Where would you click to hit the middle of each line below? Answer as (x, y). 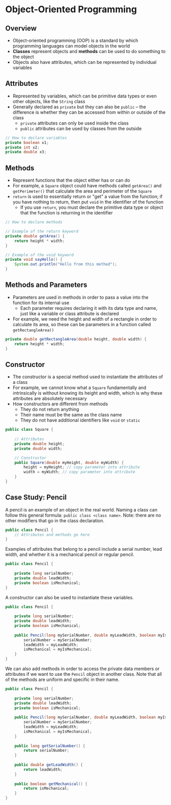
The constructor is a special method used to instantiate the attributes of (88, 377)
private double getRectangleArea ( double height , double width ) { (76, 339)
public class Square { (29, 430)
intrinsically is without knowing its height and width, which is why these (88, 393)
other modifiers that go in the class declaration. (55, 520)
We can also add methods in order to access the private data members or (82, 669)
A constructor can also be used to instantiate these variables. (69, 597)
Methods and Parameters (46, 285)
